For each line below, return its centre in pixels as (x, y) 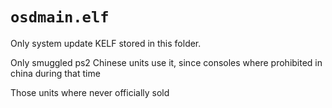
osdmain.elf (60, 17)
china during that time (55, 73)
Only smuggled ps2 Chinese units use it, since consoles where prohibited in (166, 62)
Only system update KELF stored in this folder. (106, 43)
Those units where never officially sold (90, 92)
